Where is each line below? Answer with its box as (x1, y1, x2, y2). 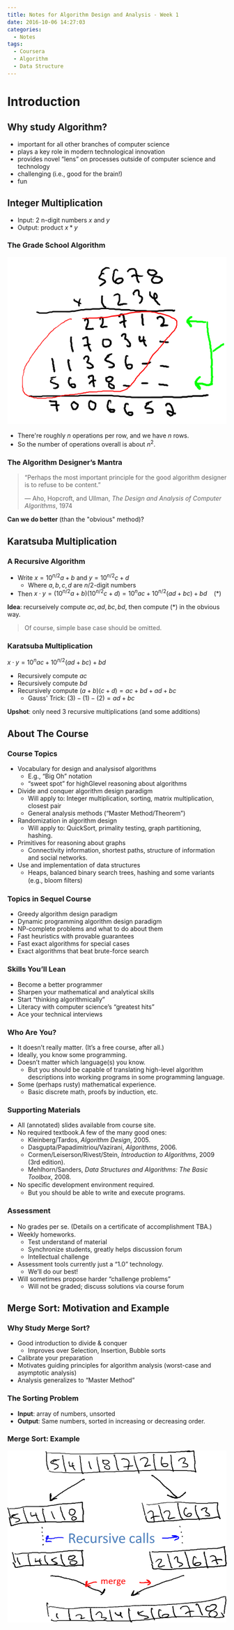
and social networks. (27, 853, 88, 862)
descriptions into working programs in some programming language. (27, 1072, 225, 1081)
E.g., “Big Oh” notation (27, 772, 93, 781)
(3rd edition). (27, 1158, 65, 1167)
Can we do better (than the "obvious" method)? (7, 515, 145, 523)
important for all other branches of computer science (17, 140, 170, 148)
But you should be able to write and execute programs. (27, 1188, 186, 1197)
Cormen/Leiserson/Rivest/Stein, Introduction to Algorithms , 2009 (27, 1151, 214, 1159)
